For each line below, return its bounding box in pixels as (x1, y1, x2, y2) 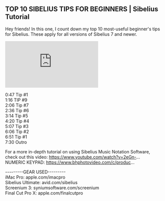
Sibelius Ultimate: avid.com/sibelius (5, 179, 78, 185)
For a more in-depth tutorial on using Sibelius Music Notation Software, (5, 148, 150, 154)
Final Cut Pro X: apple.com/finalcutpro (5, 190, 83, 196)
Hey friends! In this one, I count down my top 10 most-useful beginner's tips (5, 26, 160, 32)
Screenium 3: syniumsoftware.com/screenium (5, 185, 100, 191)
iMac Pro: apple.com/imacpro (5, 174, 65, 180)
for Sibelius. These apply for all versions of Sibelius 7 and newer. (5, 31, 137, 37)
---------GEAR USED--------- (5, 169, 66, 175)
